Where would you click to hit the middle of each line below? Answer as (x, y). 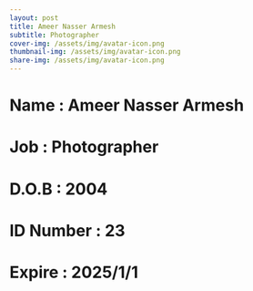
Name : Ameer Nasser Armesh (126, 105)
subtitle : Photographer (55, 35)
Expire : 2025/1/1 (74, 272)
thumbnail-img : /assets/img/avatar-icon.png (95, 52)
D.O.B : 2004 (59, 189)
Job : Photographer (84, 147)
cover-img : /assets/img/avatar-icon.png (87, 43)
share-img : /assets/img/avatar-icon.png (87, 60)
